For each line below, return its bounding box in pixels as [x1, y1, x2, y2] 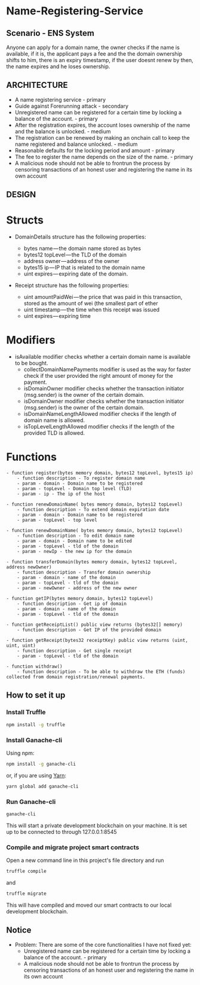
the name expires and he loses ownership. [6, 63, 110, 70]
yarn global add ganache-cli [6, 783, 79, 790]
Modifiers [6, 334, 56, 347]
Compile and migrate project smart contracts [6, 843, 139, 851]
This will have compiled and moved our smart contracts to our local [6, 901, 172, 908]
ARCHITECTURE [6, 80, 68, 90]
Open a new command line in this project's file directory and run [6, 856, 164, 864]
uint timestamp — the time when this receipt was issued [23, 306, 160, 313]
